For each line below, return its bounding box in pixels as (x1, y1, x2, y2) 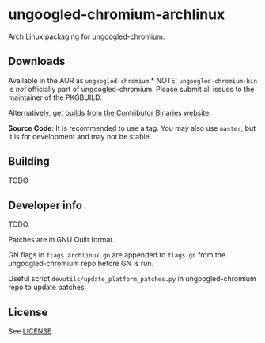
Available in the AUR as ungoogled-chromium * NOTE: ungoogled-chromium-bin (8, 75, 258, 85)
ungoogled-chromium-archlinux (8, 6, 225, 24)
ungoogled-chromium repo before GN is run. (8, 259, 154, 269)
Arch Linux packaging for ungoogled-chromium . (8, 32, 165, 41)
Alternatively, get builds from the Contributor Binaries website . (8, 108, 211, 117)
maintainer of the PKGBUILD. (8, 93, 102, 102)
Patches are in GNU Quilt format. (8, 235, 115, 245)
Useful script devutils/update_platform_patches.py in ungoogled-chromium (8, 274, 257, 284)
